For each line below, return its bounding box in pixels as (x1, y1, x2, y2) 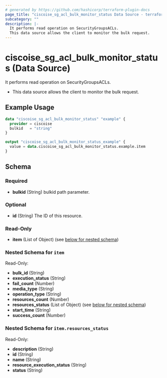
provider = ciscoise (9, 121, 52, 126)
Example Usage (5, 103, 55, 112)
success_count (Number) (12, 313, 66, 319)
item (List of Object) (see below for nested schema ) (12, 237, 119, 243)
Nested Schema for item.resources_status (5, 325, 109, 332)
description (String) (12, 346, 54, 352)
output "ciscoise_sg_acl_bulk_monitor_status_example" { (5, 139, 126, 145)
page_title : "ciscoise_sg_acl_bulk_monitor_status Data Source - (5, 12, 143, 17)
